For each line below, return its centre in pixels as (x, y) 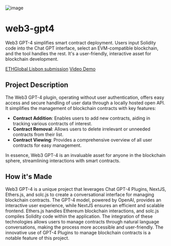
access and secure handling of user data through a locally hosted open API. (85, 103)
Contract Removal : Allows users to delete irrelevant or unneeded (81, 129)
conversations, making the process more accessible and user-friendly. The (84, 227)
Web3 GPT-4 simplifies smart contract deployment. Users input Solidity (81, 42)
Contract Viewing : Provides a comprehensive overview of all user (82, 140)
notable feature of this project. (37, 238)
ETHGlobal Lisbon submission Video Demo (50, 69)
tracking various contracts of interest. (52, 123)
